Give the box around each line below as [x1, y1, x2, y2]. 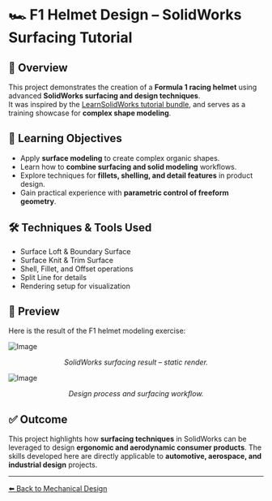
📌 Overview [8, 61, 68, 75]
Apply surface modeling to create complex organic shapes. [19, 153, 220, 162]
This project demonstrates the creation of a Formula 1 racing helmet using [8, 82, 257, 92]
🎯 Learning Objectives [8, 132, 123, 145]
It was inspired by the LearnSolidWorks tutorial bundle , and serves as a [8, 100, 246, 109]
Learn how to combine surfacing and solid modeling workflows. [19, 162, 237, 171]
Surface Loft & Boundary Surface [19, 246, 131, 256]
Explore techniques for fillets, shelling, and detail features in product [19, 171, 253, 180]
